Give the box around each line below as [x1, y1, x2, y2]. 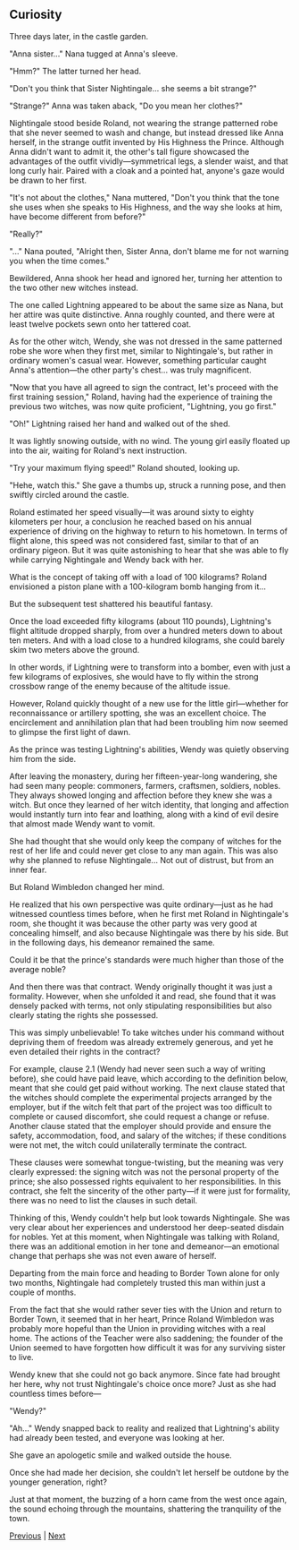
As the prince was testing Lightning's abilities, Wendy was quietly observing [9, 743, 289, 755]
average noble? [9, 963, 67, 974]
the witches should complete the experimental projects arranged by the [9, 1092, 272, 1102]
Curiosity [9, 7, 62, 22]
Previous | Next [9, 1530, 66, 1541]
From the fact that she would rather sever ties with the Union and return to [9, 1304, 283, 1315]
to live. [9, 1351, 34, 1362]
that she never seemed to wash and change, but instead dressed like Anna [9, 127, 284, 138]
